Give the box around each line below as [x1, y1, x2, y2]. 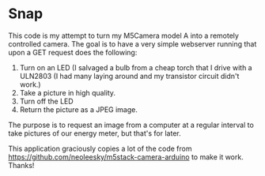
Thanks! [8, 160, 35, 170]
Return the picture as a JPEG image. [19, 104, 138, 114]
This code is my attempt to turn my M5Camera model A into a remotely [8, 31, 240, 40]
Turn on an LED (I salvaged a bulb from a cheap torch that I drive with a [19, 62, 252, 72]
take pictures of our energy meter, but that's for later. [8, 128, 181, 138]
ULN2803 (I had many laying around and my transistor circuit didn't [19, 71, 240, 81]
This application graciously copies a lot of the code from [8, 144, 192, 153]
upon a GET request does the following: [8, 47, 138, 57]
